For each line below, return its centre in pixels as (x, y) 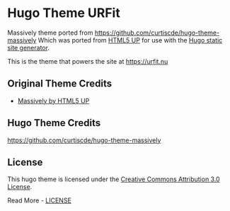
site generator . (28, 47)
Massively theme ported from (50, 33)
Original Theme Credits (59, 84)
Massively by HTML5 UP (53, 101)
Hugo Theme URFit (64, 13)
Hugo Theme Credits (54, 123)
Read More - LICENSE (40, 200)
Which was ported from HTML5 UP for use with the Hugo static (130, 40)
